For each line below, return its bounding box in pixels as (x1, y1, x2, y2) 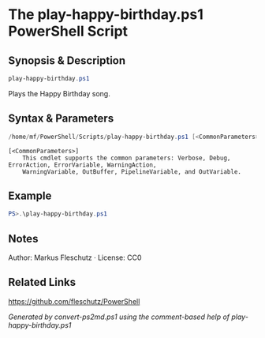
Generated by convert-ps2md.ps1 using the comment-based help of (8, 312, 230, 321)
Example (8, 189, 52, 202)
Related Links (8, 276, 77, 289)
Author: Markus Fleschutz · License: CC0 (8, 253, 142, 262)
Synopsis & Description (8, 54, 126, 67)
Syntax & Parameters (8, 112, 114, 126)
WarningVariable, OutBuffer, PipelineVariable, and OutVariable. (22, 167, 242, 175)
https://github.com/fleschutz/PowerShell (8, 296, 140, 306)
